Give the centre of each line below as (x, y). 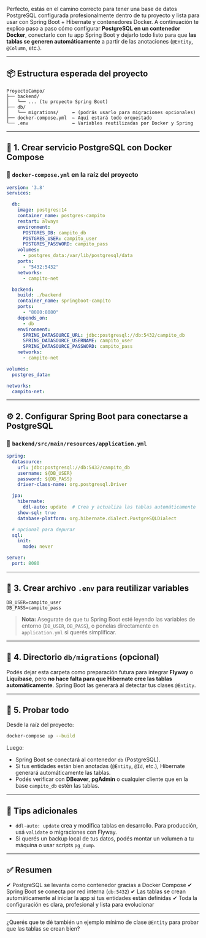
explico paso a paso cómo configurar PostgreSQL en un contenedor (93, 28)
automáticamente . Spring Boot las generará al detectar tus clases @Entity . (101, 685)
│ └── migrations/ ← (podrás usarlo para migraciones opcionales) (101, 112)
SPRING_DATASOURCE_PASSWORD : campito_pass (78, 347)
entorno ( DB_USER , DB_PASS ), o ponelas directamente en (90, 626)
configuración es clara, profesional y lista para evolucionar (80, 904)
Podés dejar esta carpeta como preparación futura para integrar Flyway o (100, 672)
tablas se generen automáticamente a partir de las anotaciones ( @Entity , (100, 41)
